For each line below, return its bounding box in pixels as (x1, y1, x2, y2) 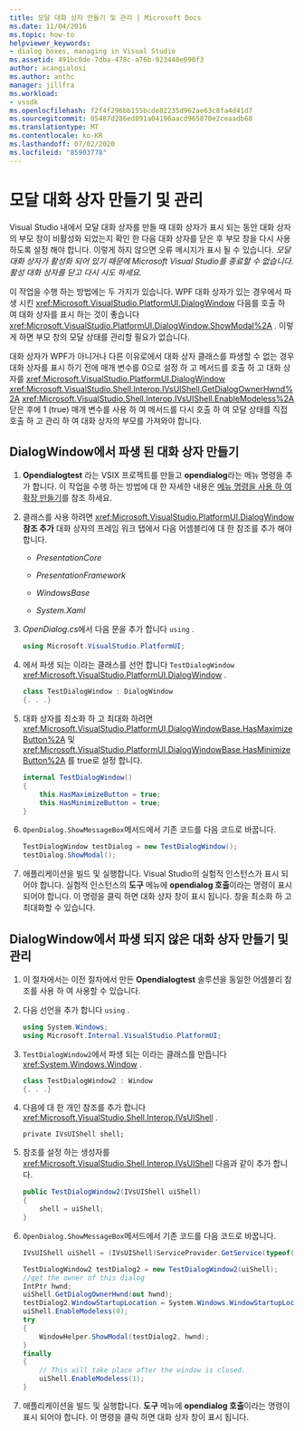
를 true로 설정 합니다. (67, 755, 143, 765)
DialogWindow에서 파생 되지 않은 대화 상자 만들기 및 (9, 931, 290, 946)
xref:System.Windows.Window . (22, 1059, 142, 1070)
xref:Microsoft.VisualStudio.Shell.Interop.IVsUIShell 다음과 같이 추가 (22, 1158, 271, 1169)
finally (22, 1349, 52, 1359)
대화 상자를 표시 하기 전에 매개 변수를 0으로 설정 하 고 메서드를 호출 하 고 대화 (9, 361, 282, 372)
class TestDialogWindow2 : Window (22, 1076, 153, 1085)
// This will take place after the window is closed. (39, 1366, 246, 1375)
